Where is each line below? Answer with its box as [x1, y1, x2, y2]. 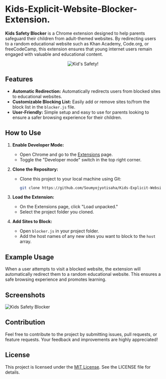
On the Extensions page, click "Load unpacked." [19, 204, 119, 210]
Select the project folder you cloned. [19, 209, 94, 215]
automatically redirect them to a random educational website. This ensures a [5, 271, 161, 277]
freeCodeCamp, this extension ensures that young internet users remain [5, 46, 152, 52]
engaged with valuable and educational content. [5, 51, 103, 57]
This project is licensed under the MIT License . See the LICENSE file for [5, 364, 151, 370]
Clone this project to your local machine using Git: [19, 176, 122, 182]
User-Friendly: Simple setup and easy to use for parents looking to [12, 109, 149, 115]
